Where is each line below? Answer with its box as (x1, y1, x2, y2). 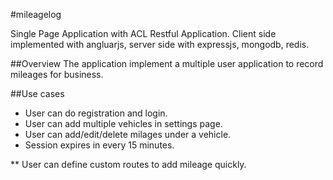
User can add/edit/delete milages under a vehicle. (24, 129, 232, 140)
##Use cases (10, 88, 65, 99)
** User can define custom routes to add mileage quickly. (10, 159, 247, 170)
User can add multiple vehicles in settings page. (24, 118, 223, 129)
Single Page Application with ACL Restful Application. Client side (10, 28, 277, 39)
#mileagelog (10, 9, 62, 20)
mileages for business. (10, 69, 104, 80)
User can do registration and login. (24, 107, 168, 119)
